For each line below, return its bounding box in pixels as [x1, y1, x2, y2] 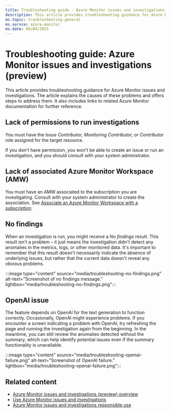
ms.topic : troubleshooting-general [5, 17, 81, 22]
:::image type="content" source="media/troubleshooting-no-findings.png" [5, 270, 162, 276]
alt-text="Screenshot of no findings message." [5, 276, 103, 282]
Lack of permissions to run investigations [5, 118, 139, 127]
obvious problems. [5, 260, 44, 266]
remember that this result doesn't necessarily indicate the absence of [5, 250, 151, 256]
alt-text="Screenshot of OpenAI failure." [31, 357, 116, 363]
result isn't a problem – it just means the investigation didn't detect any [5, 238, 154, 245]
